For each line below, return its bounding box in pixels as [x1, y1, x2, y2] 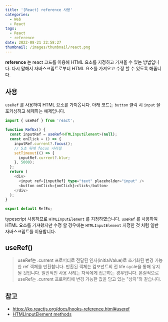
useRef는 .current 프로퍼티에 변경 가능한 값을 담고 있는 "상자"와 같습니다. [17, 276, 161, 282]
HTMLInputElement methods [12, 311, 72, 317]
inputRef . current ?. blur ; [18, 155, 70, 160]
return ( [9, 169, 28, 175]
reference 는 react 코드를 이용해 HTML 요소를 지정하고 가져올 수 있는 [5, 59, 142, 65]
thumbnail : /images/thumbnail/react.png [5, 45, 91, 50]
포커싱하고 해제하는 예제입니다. [5, 108, 66, 114]
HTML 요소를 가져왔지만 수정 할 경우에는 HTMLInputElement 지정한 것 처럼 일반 [5, 222, 159, 228]
